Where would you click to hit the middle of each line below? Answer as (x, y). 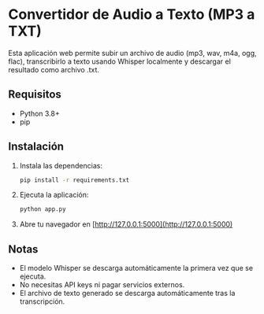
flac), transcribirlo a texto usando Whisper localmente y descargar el (119, 61)
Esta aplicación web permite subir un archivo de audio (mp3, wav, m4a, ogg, (132, 53)
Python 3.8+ (40, 113)
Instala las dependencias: (61, 165)
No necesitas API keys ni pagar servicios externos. (102, 285)
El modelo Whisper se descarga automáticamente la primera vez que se (136, 268)
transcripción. (42, 301)
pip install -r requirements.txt (74, 180)
